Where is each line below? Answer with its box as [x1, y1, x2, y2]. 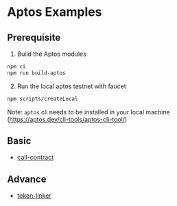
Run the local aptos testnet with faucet [16, 82, 126, 90]
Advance [7, 173, 47, 185]
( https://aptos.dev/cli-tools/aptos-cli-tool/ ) [7, 115, 128, 123]
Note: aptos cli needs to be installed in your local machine [7, 107, 170, 116]
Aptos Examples [7, 4, 102, 20]
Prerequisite [7, 32, 61, 43]
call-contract [16, 153, 54, 162]
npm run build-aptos [7, 70, 67, 76]
